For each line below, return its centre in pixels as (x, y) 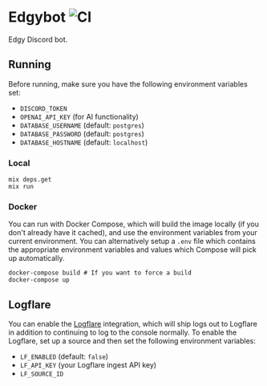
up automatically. (36, 258)
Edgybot (37, 17)
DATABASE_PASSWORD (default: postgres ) (82, 133)
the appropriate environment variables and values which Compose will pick (132, 250)
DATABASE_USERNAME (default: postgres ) (82, 125)
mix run (21, 187)
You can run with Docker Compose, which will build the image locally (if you (133, 224)
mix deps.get (30, 180)
